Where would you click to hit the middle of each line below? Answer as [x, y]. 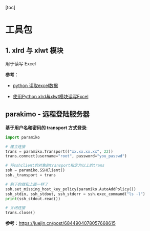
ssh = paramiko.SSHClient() [35, 170]
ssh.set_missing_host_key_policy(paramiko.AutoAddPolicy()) [71, 189]
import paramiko [23, 137]
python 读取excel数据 [35, 85]
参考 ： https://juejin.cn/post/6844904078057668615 [61, 223]
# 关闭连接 [15, 208]
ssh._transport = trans [31, 175]
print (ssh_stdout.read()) [33, 199]
